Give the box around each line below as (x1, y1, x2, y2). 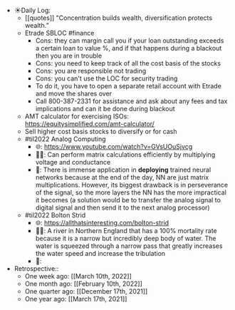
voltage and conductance (35, 158, 111, 166)
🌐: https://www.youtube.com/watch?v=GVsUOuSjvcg (35, 143, 193, 150)
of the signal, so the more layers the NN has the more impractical (35, 188, 226, 197)
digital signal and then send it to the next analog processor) (35, 203, 210, 212)
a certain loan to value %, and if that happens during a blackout (35, 44, 222, 52)
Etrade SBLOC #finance (24, 29, 95, 37)
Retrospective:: (14, 264, 59, 273)
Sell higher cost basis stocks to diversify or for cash (24, 128, 177, 135)
